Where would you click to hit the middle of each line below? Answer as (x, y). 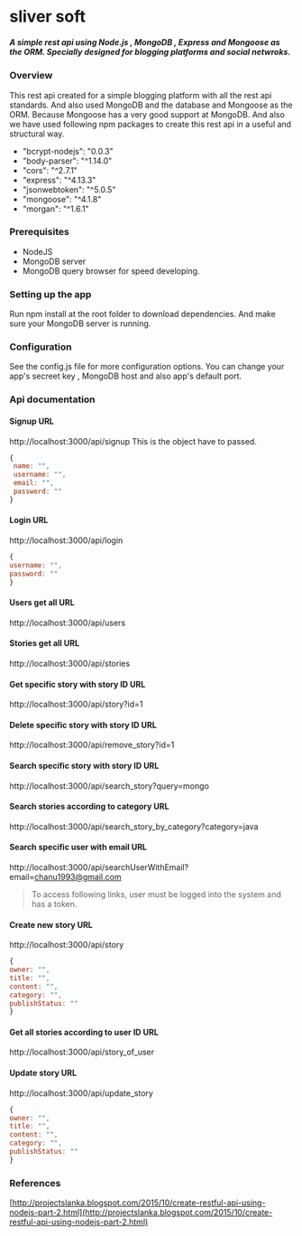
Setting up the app (50, 294)
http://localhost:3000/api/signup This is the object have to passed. (133, 441)
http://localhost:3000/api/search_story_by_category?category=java (134, 826)
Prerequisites (39, 232)
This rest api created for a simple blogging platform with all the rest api (141, 95)
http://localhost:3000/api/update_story (81, 1093)
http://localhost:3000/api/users (68, 623)
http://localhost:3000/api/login (66, 540)
